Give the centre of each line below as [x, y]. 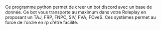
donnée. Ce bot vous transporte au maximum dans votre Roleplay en [76, 12]
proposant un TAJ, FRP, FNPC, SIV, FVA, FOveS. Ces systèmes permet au [80, 17]
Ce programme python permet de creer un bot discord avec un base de [79, 7]
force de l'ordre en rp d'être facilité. [42, 22]
